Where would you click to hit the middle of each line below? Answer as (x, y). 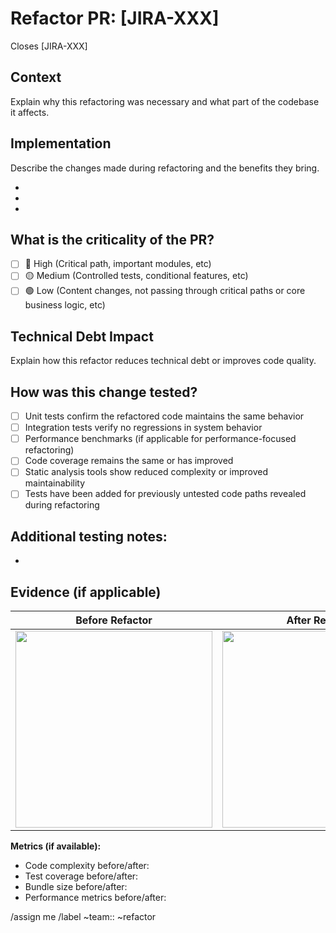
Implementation (61, 143)
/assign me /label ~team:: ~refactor (83, 917)
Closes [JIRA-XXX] (49, 46)
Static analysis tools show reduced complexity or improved (146, 472)
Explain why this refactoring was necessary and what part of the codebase (165, 101)
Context (36, 77)
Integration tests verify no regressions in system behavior (143, 428)
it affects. (30, 112)
